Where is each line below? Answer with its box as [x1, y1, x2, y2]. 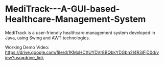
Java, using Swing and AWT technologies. [5, 35, 90, 41]
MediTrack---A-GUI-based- [5, 3, 120, 15]
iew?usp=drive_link [5, 54, 44, 60]
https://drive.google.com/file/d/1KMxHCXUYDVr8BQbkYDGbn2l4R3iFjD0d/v [5, 49, 159, 55]
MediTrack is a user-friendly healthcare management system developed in [5, 30, 156, 35]
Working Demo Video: [5, 44, 49, 50]
